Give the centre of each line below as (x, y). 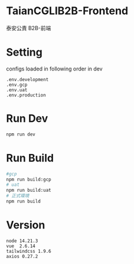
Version (26, 225)
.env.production (26, 95)
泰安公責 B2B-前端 (29, 28)
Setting (24, 52)
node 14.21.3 (22, 241)
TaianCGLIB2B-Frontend (67, 11)
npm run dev (21, 134)
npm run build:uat (29, 191)
